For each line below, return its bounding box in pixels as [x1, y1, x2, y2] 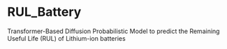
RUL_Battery [7, 4, 82, 20]
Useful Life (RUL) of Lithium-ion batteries [7, 34, 126, 42]
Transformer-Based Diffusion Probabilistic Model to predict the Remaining [7, 27, 220, 35]
